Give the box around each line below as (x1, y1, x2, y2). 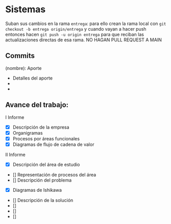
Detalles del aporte (12, 75, 53, 81)
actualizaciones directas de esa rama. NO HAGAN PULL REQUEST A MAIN (5, 37, 162, 43)
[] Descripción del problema (12, 177, 72, 183)
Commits (5, 52, 35, 60)
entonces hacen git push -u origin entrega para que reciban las (5, 31, 144, 37)
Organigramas (12, 130, 43, 136)
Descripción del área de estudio (12, 161, 80, 167)
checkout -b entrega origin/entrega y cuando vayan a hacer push (5, 26, 146, 32)
